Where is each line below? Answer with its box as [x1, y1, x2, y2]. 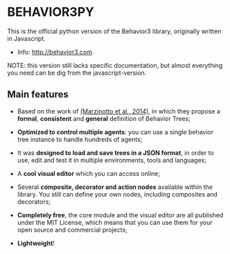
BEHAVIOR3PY [7, 4, 95, 20]
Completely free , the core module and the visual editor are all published [17, 210, 224, 219]
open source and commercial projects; [17, 226, 128, 234]
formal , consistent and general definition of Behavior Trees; [17, 114, 191, 123]
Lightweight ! [17, 239, 55, 247]
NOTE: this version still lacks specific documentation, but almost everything [7, 61, 223, 69]
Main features [7, 89, 69, 100]
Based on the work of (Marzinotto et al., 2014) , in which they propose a [17, 107, 220, 115]
